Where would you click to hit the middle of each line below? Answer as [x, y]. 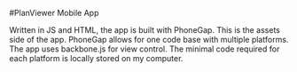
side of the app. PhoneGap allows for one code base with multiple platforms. [149, 40]
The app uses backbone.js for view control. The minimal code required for [145, 49]
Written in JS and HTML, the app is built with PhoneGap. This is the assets [145, 30]
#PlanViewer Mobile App [54, 13]
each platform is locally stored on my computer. [96, 58]
